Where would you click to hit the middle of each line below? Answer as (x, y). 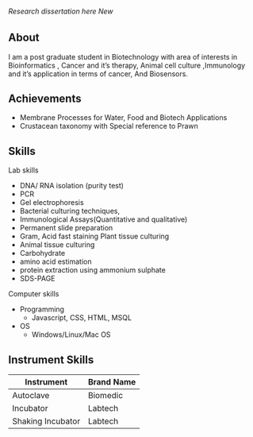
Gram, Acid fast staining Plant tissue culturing (94, 236)
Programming (42, 309)
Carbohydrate (42, 253)
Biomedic (105, 396)
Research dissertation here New (61, 11)
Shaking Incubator (46, 421)
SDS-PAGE (37, 279)
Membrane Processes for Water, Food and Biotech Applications (123, 118)
